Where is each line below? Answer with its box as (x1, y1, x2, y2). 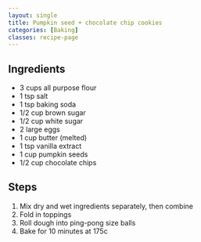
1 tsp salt (19, 92, 48, 101)
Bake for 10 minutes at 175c (19, 226, 108, 236)
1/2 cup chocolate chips (19, 158, 97, 168)
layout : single (8, 11, 58, 20)
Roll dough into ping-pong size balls (19, 218, 136, 227)
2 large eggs (19, 125, 60, 134)
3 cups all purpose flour (19, 83, 97, 92)
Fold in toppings (19, 209, 72, 219)
